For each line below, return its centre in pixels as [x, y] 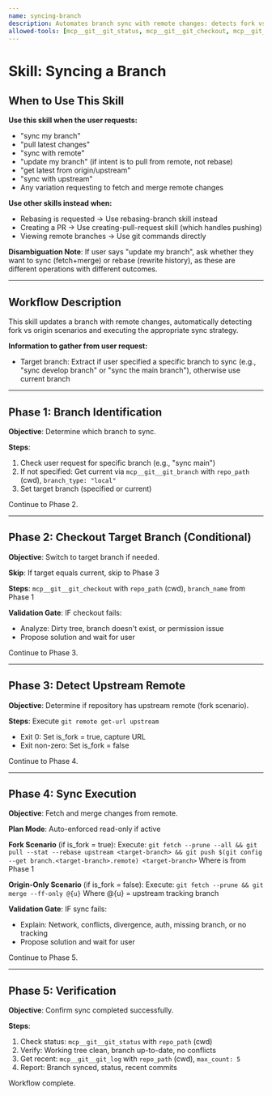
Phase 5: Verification [62, 990]
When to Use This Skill [66, 101]
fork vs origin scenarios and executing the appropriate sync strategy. [123, 331]
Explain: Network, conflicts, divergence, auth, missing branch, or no [133, 925]
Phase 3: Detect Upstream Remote [97, 686]
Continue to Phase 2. [43, 504]
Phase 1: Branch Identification [85, 412]
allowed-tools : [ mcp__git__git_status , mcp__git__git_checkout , [119, 31]
